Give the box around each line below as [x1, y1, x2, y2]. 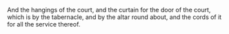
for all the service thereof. [7, 20, 81, 28]
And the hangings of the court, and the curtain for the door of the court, [7, 6, 211, 14]
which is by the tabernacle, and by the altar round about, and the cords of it [7, 13, 222, 21]
